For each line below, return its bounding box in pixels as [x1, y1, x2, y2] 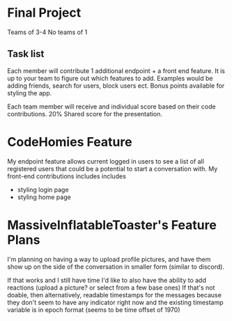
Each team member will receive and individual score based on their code [7, 102, 216, 111]
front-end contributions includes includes [7, 172, 127, 180]
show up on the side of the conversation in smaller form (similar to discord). [7, 263, 225, 271]
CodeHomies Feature [7, 134, 132, 150]
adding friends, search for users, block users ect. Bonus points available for [7, 81, 225, 90]
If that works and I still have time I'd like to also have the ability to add [7, 276, 207, 284]
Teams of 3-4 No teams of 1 [7, 28, 88, 36]
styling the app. [7, 88, 52, 97]
